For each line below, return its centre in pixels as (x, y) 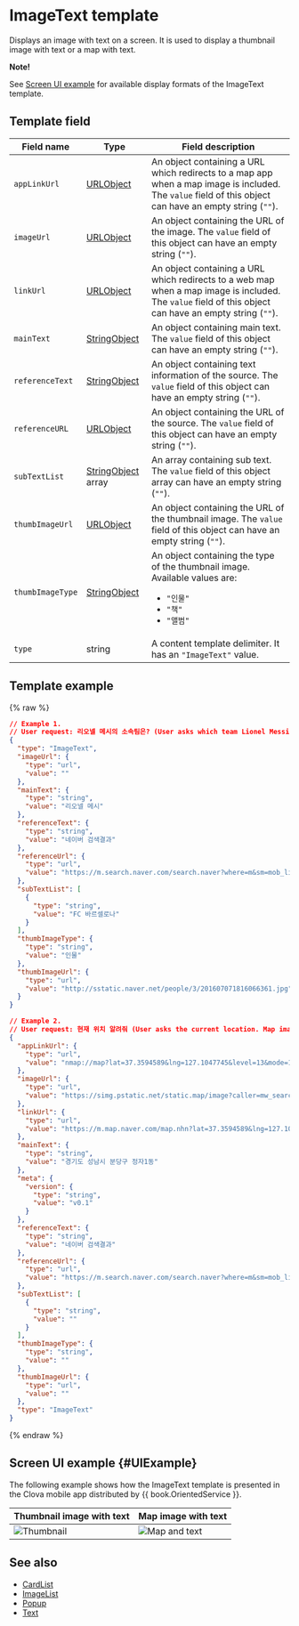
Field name (45, 146)
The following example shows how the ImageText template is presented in (145, 1484)
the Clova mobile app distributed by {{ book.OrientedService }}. (125, 1494)
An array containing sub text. (211, 459)
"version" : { (49, 1186)
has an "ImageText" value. (205, 654)
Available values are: (194, 578)
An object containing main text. (216, 328)
